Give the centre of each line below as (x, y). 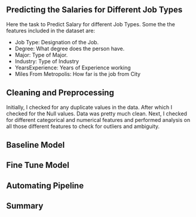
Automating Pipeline (45, 186)
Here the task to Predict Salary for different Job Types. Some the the (91, 24)
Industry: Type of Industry (47, 61)
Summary (25, 206)
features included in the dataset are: (51, 30)
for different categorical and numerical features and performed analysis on (98, 120)
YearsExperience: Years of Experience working (73, 68)
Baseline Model (36, 145)
